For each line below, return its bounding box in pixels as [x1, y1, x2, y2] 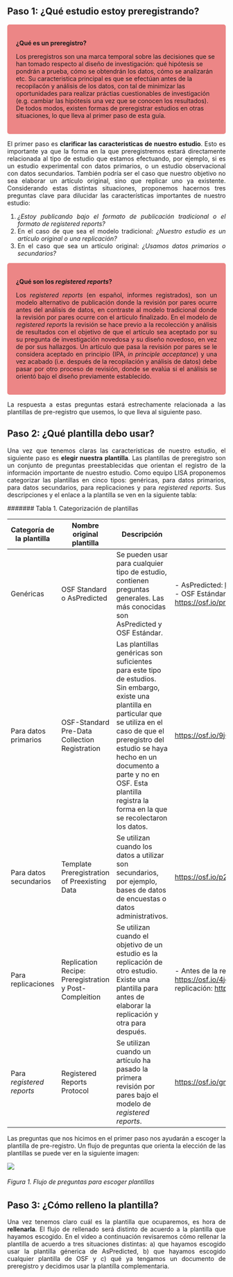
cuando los [116, 841, 153, 851]
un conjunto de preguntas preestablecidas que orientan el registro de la [7, 461, 226, 469]
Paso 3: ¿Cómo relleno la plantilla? [7, 1199, 159, 1211]
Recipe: [61, 966, 86, 975]
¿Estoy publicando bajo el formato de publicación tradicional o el [17, 212, 226, 220]
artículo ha [116, 1055, 151, 1065]
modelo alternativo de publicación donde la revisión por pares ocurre [16, 298, 217, 307]
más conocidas [116, 601, 166, 611]
